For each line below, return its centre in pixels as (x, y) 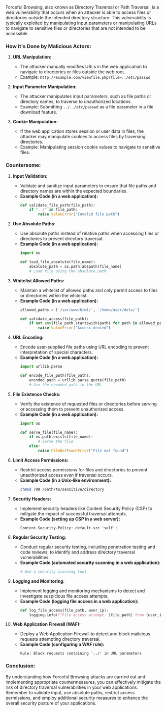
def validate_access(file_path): (54, 319)
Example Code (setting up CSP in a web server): (70, 519)
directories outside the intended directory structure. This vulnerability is (78, 18)
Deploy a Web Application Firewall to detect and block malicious (85, 634)
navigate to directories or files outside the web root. (72, 72)
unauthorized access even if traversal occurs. (66, 475)
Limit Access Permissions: (40, 460)
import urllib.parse (41, 367)
